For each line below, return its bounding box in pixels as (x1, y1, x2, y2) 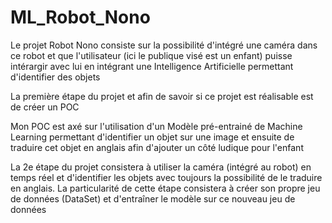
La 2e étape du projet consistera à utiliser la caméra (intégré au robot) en (10, 161, 312, 173)
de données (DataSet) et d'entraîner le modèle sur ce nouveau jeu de (10, 192, 296, 205)
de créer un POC (10, 101, 80, 113)
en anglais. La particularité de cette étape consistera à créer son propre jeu (10, 182, 321, 194)
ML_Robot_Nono (10, 6, 151, 29)
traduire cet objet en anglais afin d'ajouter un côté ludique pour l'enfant (10, 141, 304, 153)
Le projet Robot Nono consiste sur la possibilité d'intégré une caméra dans (10, 39, 318, 51)
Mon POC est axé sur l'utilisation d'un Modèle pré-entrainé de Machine (10, 120, 303, 132)
